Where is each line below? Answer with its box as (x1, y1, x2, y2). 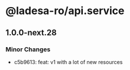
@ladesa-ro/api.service (5, 4, 125, 18)
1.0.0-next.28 (5, 28, 57, 38)
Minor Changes (5, 45, 51, 54)
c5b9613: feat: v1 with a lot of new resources (14, 58, 123, 65)
